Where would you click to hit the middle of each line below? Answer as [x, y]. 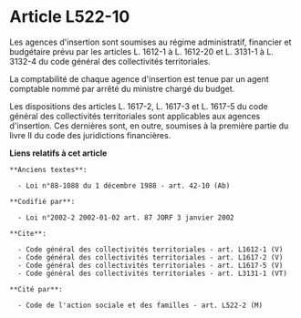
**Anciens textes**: [49, 169]
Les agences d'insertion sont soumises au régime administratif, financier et [150, 42]
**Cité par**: [36, 289]
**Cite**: [28, 233]
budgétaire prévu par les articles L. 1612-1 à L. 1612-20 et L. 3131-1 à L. [141, 51]
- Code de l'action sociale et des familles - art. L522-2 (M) [140, 305]
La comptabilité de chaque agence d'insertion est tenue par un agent [139, 78]
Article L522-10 [70, 17]
